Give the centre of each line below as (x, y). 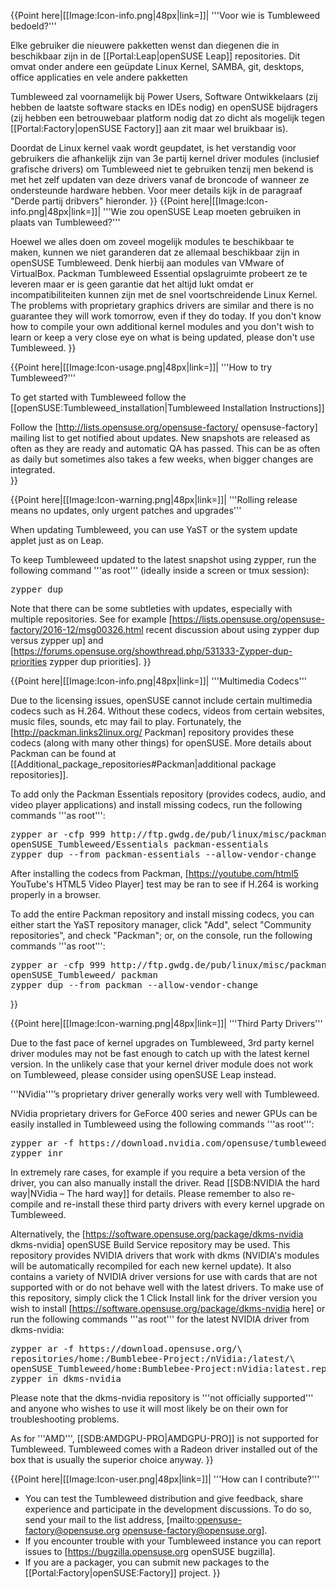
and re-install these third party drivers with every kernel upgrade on (185, 1204)
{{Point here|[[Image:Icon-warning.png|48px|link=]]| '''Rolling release (154, 499)
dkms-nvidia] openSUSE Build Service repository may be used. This (150, 1244)
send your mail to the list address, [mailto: (111, 1519)
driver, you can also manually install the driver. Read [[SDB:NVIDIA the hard (165, 1183)
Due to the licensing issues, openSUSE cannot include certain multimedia (161, 700)
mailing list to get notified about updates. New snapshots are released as (160, 438)
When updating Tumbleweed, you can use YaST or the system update (154, 529)
